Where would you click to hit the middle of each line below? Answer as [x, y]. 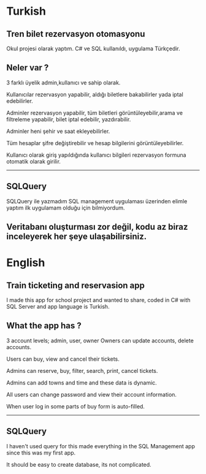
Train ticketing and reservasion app [76, 285]
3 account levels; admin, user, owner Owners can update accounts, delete [100, 340]
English [26, 263]
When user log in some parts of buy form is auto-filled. [76, 406]
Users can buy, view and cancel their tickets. [63, 359]
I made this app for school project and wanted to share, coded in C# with [99, 300]
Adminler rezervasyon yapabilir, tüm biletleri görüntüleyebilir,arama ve [94, 113]
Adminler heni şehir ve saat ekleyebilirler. [58, 131]
